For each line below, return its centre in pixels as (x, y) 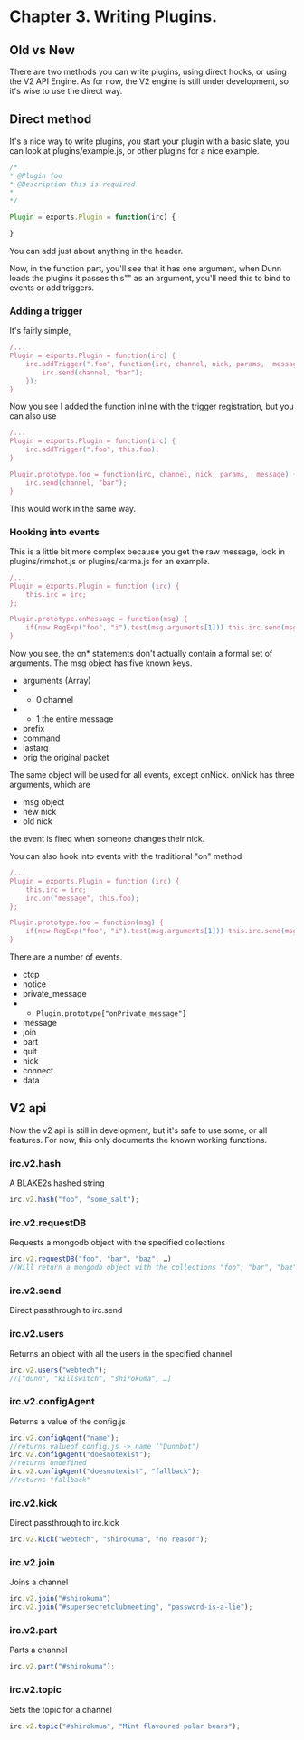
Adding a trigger (46, 311)
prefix (33, 729)
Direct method (51, 119)
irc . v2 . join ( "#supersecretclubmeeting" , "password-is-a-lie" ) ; (131, 1607)
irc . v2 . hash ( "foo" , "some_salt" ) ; (75, 1200)
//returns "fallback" (50, 1480)
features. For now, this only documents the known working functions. (138, 1140)
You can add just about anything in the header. (96, 251)
